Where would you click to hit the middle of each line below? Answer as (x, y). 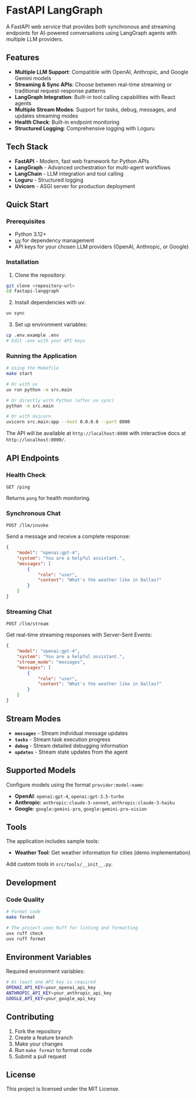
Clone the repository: (40, 275)
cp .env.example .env (33, 336)
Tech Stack (27, 147)
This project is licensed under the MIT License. (63, 1089)
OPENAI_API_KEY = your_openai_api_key (51, 988)
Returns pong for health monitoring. (49, 498)
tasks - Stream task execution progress (62, 739)
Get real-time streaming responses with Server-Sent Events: (79, 635)
